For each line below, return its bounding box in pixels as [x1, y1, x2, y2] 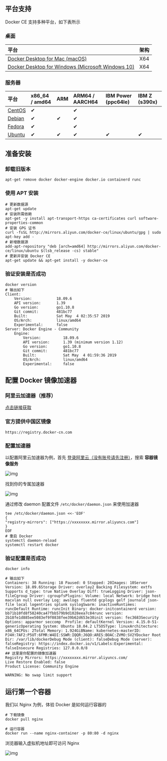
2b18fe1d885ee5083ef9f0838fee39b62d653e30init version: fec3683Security [5, 615, 159, 620]
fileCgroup [5, 593, 28, 598]
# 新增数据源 [5, 240, 28, 245]
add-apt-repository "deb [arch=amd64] [5, 244, 85, 249]
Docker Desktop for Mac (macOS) [7, 55, 87, 62]
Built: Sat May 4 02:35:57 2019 [14, 313, 110, 318]
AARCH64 [73, 98, 98, 105]
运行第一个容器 [5, 687, 51, 696]
